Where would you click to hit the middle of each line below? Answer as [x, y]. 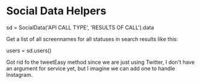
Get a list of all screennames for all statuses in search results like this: [92, 39]
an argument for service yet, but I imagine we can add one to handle [91, 68]
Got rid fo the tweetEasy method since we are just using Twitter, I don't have [100, 62]
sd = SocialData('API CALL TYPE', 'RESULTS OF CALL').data [80, 27]
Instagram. [19, 74]
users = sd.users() [29, 50]
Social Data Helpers [56, 11]
